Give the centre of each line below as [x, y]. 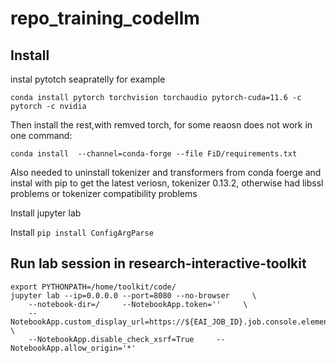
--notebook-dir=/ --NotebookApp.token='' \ [138, 304]
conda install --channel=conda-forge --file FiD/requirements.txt [154, 154]
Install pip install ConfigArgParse [82, 232]
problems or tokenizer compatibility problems [104, 193]
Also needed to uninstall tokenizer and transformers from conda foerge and [166, 172]
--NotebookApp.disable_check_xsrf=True [111, 339]
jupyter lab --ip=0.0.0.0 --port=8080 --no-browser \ [133, 295]
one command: [41, 135]
